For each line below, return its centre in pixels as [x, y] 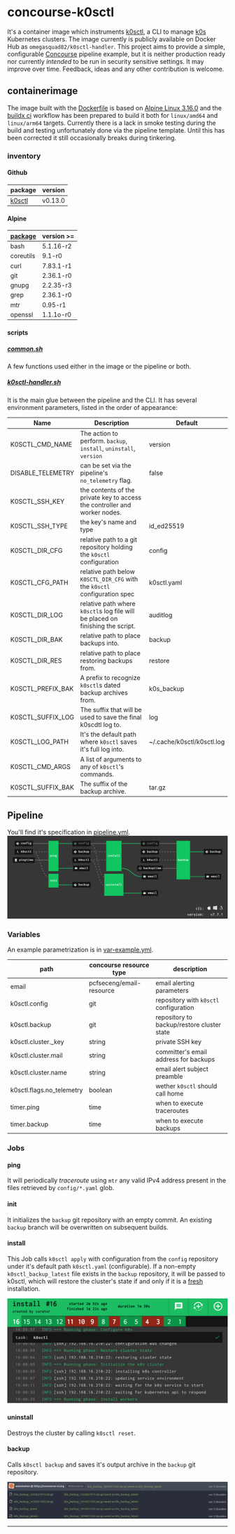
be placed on [99, 619]
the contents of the [107, 490]
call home [170, 1094]
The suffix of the [104, 784]
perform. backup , [104, 441]
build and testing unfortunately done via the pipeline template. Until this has [116, 130]
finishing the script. [108, 626]
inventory [24, 156]
